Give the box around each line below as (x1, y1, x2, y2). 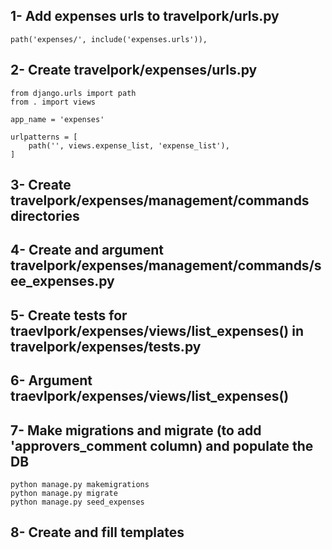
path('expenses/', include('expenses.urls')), (10, 34, 208, 44)
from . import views (10, 97, 97, 107)
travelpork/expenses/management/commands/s (10, 257, 322, 274)
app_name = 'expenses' (10, 114, 105, 124)
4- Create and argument (10, 242, 164, 259)
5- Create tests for (10, 307, 128, 324)
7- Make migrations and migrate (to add (10, 422, 262, 439)
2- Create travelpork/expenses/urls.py (10, 62, 258, 79)
